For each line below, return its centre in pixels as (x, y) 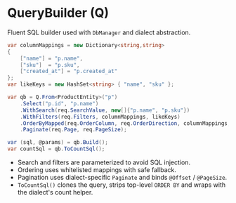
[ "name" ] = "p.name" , (51, 58)
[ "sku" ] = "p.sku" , (50, 65)
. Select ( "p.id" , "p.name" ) (59, 103)
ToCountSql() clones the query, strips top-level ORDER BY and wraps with (122, 185)
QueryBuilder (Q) (58, 13)
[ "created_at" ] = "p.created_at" (69, 72)
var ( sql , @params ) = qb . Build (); (58, 143)
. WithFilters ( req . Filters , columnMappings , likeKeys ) (100, 117)
